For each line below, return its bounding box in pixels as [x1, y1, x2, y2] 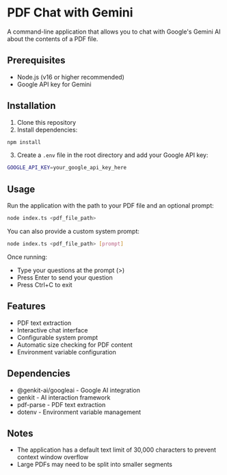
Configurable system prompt [16, 333, 98, 341]
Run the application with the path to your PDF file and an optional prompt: [7, 202, 214, 210]
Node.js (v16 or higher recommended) [16, 73, 124, 81]
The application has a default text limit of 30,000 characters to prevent [16, 446, 217, 454]
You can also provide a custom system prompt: [7, 228, 140, 235]
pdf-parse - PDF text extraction [16, 400, 106, 409]
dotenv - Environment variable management [16, 408, 142, 416]
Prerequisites [7, 55, 66, 66]
